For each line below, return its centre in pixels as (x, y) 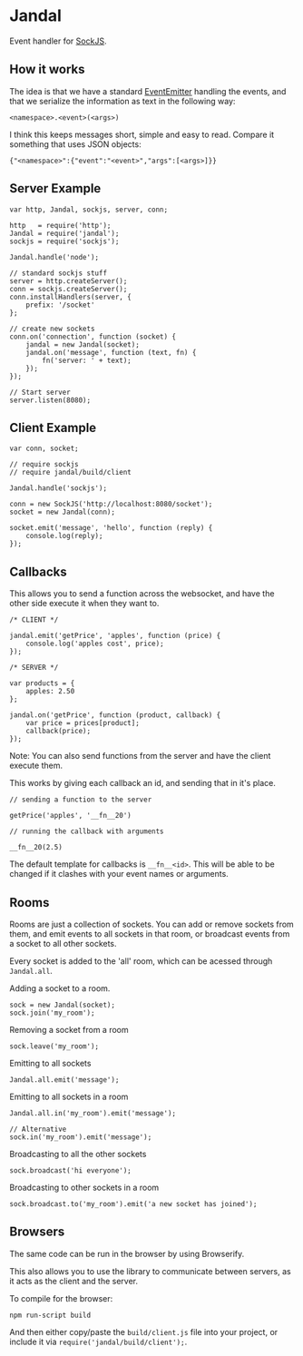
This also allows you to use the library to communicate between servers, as (151, 1271)
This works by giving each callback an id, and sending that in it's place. (143, 783)
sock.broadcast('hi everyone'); (70, 1171)
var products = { (42, 683)
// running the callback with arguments (87, 831)
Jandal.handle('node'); (54, 257)
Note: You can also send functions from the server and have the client (140, 756)
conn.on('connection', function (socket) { (93, 337)
